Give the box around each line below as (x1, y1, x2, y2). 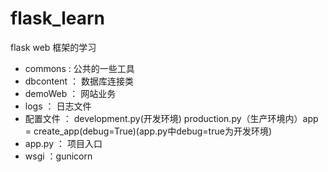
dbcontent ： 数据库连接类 (24, 75, 134, 87)
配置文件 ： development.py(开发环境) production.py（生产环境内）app (24, 112, 319, 124)
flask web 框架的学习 (10, 41, 97, 53)
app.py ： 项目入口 (24, 137, 103, 149)
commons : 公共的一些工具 (24, 62, 135, 74)
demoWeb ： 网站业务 (24, 87, 117, 99)
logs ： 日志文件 (24, 100, 92, 112)
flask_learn (10, 7, 106, 30)
